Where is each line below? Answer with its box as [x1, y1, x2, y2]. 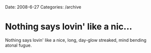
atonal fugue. [5, 42, 32, 48]
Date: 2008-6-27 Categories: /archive [5, 4, 82, 10]
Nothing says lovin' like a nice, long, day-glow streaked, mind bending [5, 37, 147, 43]
